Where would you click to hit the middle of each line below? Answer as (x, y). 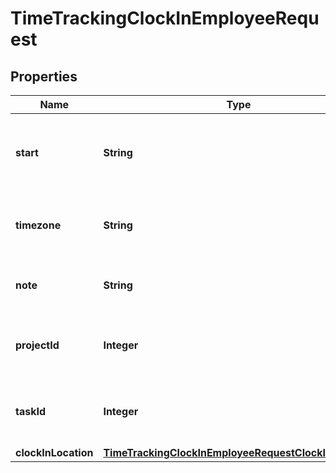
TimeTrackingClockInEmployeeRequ (165, 18)
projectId (37, 345)
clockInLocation (54, 452)
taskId (31, 411)
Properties (44, 76)
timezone (38, 225)
